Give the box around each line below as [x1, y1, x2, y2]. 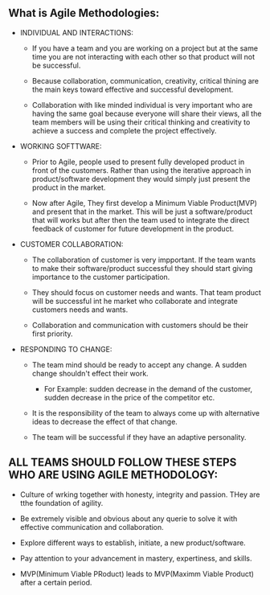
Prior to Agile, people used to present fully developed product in [31, 157, 245, 166]
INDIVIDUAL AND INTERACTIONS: [19, 27, 134, 37]
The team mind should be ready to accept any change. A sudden [31, 359, 247, 369]
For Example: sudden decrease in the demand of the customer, [43, 384, 253, 393]
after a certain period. [19, 577, 92, 587]
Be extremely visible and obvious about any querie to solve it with [19, 514, 238, 523]
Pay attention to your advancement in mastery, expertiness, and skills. [19, 553, 252, 563]
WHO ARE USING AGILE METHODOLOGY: [8, 468, 219, 482]
